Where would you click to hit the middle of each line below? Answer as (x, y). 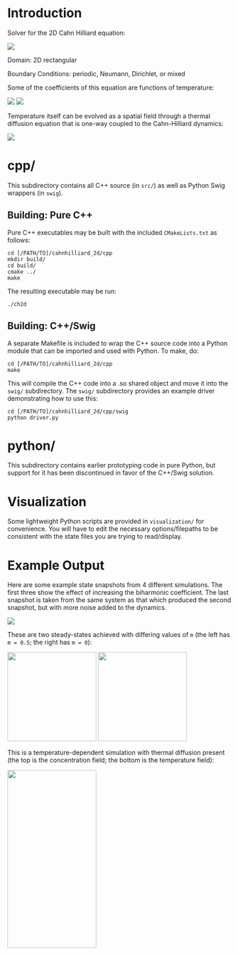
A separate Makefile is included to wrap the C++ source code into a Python (118, 343)
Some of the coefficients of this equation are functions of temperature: (111, 88)
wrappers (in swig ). (35, 193)
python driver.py (33, 418)
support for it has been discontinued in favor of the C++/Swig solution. (111, 473)
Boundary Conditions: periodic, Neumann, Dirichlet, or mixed (97, 73)
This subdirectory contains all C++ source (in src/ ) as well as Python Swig (116, 185)
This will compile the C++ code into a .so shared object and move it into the (118, 383)
